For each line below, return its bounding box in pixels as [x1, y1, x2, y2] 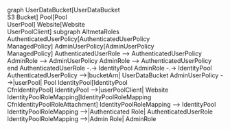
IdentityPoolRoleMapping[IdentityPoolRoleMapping [7, 93, 152, 101]
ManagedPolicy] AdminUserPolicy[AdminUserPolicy [7, 42, 154, 50]
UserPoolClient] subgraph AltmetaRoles [7, 27, 120, 36]
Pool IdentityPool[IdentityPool [43, 79, 128, 86]
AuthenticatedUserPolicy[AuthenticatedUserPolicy [7, 35, 150, 43]
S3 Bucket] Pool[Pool [7, 13, 67, 21]
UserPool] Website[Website [7, 21, 86, 28]
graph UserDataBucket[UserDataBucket [7, 6, 120, 14]
